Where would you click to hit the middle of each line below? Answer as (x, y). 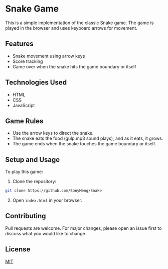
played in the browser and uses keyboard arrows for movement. (71, 28)
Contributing (26, 216)
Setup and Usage (33, 160)
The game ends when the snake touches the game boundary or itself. (84, 144)
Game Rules (24, 121)
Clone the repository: (34, 182)
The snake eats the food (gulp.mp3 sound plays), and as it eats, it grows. (88, 138)
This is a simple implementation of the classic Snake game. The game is (79, 23)
